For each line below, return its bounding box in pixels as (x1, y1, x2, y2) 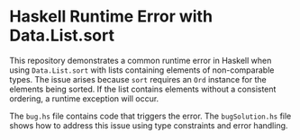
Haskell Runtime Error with (9, 6, 214, 27)
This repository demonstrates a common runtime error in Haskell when (9, 55, 272, 66)
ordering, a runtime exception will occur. (9, 92, 159, 104)
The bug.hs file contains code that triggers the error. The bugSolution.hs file (9, 110, 292, 121)
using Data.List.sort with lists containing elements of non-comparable (9, 65, 275, 75)
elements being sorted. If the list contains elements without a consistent (9, 83, 277, 94)
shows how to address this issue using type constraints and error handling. (9, 119, 288, 131)
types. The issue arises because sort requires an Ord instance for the (9, 74, 268, 84)
